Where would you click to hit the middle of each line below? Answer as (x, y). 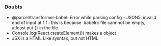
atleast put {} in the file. (35, 28)
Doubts (13, 7)
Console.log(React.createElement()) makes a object (64, 33)
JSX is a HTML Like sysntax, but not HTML (55, 38)
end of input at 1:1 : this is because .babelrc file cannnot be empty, (79, 23)
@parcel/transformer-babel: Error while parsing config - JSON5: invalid (84, 18)
